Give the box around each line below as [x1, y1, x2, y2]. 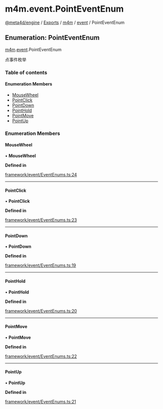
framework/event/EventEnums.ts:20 [5, 308, 77, 314]
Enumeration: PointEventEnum [5, 34, 100, 42]
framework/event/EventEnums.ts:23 [5, 217, 77, 223]
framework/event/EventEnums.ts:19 [5, 262, 76, 268]
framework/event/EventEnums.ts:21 [5, 399, 76, 405]
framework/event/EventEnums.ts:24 [5, 172, 77, 177]
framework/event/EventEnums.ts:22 [5, 353, 77, 359]
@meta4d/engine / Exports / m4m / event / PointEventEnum [5, 19, 125, 25]
